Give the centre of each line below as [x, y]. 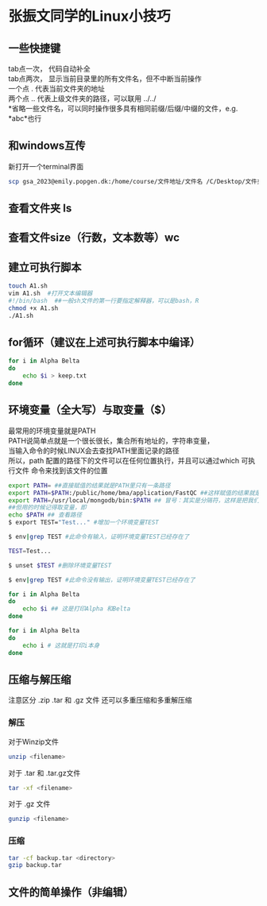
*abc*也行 [25, 118]
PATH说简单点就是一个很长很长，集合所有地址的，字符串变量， [111, 440]
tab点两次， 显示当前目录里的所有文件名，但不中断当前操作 [105, 79]
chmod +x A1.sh [33, 308]
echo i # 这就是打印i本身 [61, 645]
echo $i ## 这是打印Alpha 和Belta [77, 609]
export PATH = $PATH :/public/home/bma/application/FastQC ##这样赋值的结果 [129, 493]
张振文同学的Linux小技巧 [89, 16]
